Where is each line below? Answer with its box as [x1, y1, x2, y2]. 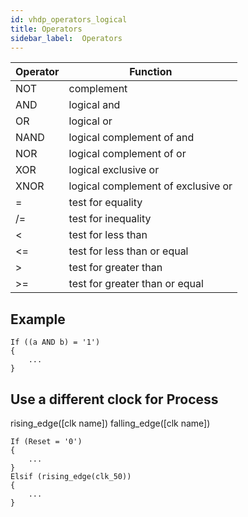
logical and [68, 98, 121, 112]
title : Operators [10, 24, 83, 34]
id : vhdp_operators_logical [10, 14, 128, 25]
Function [129, 65, 173, 79]
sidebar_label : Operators [10, 33, 123, 43]
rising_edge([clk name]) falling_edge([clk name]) [10, 417, 211, 429]
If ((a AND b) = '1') [10, 337, 101, 348]
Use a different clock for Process [10, 391, 219, 408]
